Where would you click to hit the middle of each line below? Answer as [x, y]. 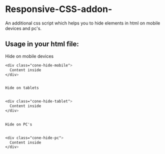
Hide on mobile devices [29, 56]
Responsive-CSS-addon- [59, 9]
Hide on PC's [19, 124]
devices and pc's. [23, 28]
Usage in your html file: [42, 44]
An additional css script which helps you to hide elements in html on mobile [83, 23]
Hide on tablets [22, 88]
